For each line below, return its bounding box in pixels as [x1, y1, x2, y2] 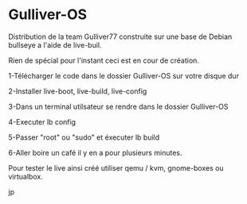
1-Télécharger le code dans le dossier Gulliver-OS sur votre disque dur [8, 71, 239, 80]
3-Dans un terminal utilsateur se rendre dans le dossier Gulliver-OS [8, 102, 229, 111]
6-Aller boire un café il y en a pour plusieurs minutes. [8, 148, 182, 157]
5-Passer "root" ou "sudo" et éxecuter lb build [8, 133, 160, 142]
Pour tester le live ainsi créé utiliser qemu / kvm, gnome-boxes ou [8, 163, 225, 172]
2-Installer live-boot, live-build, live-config [8, 86, 147, 96]
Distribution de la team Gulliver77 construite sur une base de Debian [8, 32, 233, 41]
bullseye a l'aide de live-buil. [8, 40, 102, 49]
